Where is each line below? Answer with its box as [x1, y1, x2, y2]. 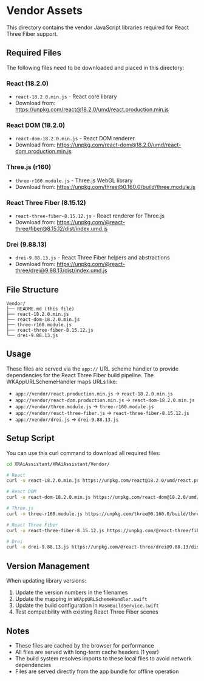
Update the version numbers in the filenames [15, 589, 128, 596]
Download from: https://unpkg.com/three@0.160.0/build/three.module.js [15, 183, 196, 190]
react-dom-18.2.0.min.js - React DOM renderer [15, 135, 135, 142]
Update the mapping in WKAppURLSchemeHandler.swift [15, 595, 148, 603]
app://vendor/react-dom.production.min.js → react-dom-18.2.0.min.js [15, 396, 195, 403]
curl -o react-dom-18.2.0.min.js [6, 494, 91, 501]
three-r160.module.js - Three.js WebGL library [15, 177, 133, 184]
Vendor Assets [6, 4, 83, 18]
